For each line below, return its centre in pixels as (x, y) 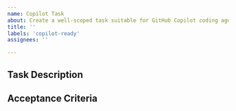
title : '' (22, 27)
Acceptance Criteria (52, 98)
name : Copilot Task (36, 14)
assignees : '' (28, 40)
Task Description (45, 74)
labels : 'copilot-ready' (44, 33)
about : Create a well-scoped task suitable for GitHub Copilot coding (113, 20)
